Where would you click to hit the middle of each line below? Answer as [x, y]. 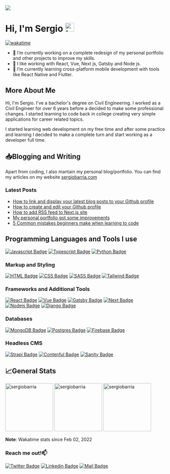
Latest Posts [21, 190]
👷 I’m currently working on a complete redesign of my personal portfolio [88, 53]
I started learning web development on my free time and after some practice [85, 129]
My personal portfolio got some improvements [61, 217]
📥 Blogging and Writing [43, 157]
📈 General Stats [31, 371]
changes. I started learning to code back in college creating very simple [81, 114]
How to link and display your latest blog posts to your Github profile [83, 201]
